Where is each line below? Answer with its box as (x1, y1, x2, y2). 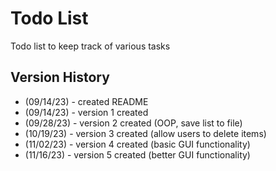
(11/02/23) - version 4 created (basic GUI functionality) (24, 138, 251, 150)
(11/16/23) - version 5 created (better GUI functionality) (24, 148, 251, 161)
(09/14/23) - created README (24, 95, 149, 107)
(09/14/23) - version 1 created (24, 106, 149, 118)
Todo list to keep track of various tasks (10, 40, 171, 52)
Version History (10, 69, 110, 86)
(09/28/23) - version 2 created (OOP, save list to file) (24, 117, 243, 129)
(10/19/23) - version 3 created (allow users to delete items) (24, 127, 267, 139)
